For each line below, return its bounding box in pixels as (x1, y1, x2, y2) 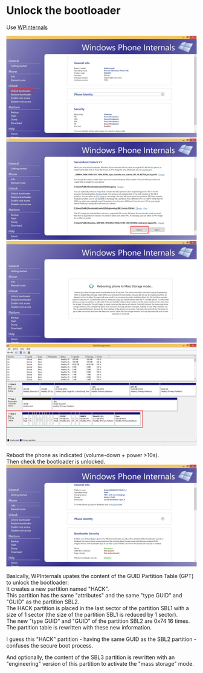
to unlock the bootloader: (6, 579, 69, 586)
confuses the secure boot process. (6, 642, 94, 649)
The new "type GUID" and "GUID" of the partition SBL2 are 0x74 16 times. (6, 617, 190, 625)
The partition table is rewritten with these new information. (6, 623, 152, 631)
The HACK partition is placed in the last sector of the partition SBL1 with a (6, 604, 189, 611)
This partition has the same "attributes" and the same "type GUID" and (6, 591, 182, 599)
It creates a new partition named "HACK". (6, 585, 109, 593)
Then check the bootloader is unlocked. (6, 458, 106, 465)
